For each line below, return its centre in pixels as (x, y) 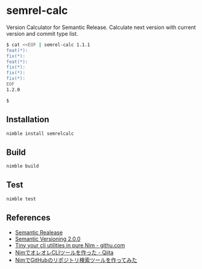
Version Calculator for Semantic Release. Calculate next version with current (101, 27)
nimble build (23, 166)
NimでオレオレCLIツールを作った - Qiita (64, 252)
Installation (28, 119)
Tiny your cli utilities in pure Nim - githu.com (70, 245)
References (28, 218)
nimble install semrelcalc (40, 134)
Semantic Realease (39, 232)
